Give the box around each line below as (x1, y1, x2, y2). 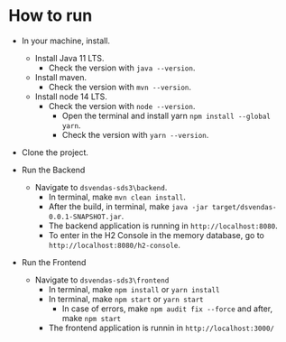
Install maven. (34, 71, 88, 82)
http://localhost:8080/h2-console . (48, 239, 181, 250)
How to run (8, 5, 93, 26)
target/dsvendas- (211, 202, 277, 212)
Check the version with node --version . (48, 100, 196, 111)
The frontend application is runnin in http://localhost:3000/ (48, 322, 274, 333)
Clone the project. (21, 146, 89, 158)
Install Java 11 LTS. (34, 52, 105, 63)
